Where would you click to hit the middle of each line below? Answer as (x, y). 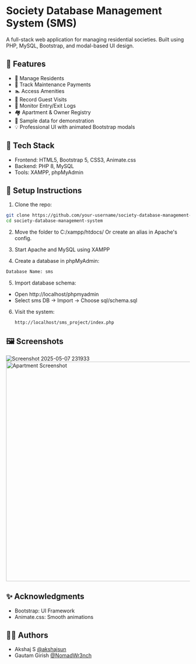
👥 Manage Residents (39, 78)
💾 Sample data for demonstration (54, 121)
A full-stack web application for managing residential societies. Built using (95, 39)
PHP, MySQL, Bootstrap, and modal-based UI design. (70, 46)
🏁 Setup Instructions (44, 191)
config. (23, 238)
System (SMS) (41, 23)
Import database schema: (45, 283)
